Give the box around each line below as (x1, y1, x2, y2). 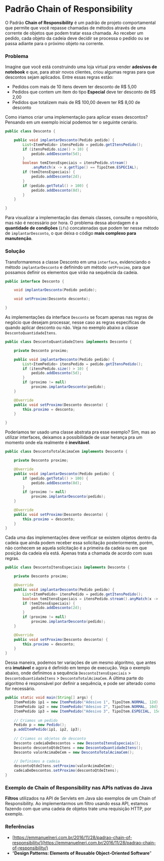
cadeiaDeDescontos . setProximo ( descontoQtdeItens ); (14, 768, 119, 773)
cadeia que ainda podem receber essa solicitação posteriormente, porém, (5, 540, 154, 546)
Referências (5, 823, 35, 830)
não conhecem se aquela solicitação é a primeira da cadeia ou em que (5, 545, 147, 551)
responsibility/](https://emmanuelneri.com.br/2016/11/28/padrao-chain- (12, 839, 156, 845)
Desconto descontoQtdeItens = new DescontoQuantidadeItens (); (14, 745, 143, 750)
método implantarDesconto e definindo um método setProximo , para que (5, 264, 150, 270)
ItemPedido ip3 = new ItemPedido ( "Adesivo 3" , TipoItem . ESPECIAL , (14, 709, 152, 714)
